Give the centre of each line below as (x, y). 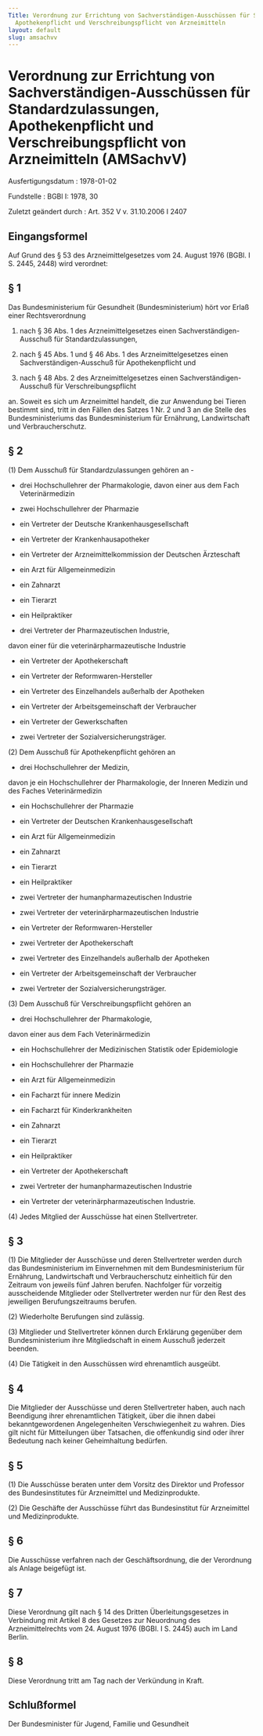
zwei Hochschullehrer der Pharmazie (79, 509)
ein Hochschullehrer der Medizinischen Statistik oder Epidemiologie (129, 1049)
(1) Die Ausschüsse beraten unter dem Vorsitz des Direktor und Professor (126, 1485)
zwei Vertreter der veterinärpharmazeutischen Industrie (109, 912)
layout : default (34, 30)
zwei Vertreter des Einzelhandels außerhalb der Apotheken (114, 957)
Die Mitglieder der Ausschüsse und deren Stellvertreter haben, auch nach (126, 1408)
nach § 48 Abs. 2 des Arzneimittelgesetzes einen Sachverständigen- (130, 377)
